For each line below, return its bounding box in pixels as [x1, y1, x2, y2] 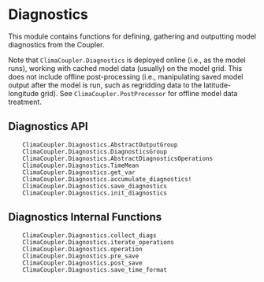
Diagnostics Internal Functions [8, 210, 162, 224]
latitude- [203, 80, 232, 90]
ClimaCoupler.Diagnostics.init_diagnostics [22, 189, 168, 197]
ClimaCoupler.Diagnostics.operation [22, 245, 143, 253]
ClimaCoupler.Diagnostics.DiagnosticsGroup [22, 147, 168, 155]
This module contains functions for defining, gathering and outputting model [8, 32, 256, 41]
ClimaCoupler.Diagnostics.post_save [22, 258, 143, 267]
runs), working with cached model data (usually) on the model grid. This [8, 63, 243, 72]
